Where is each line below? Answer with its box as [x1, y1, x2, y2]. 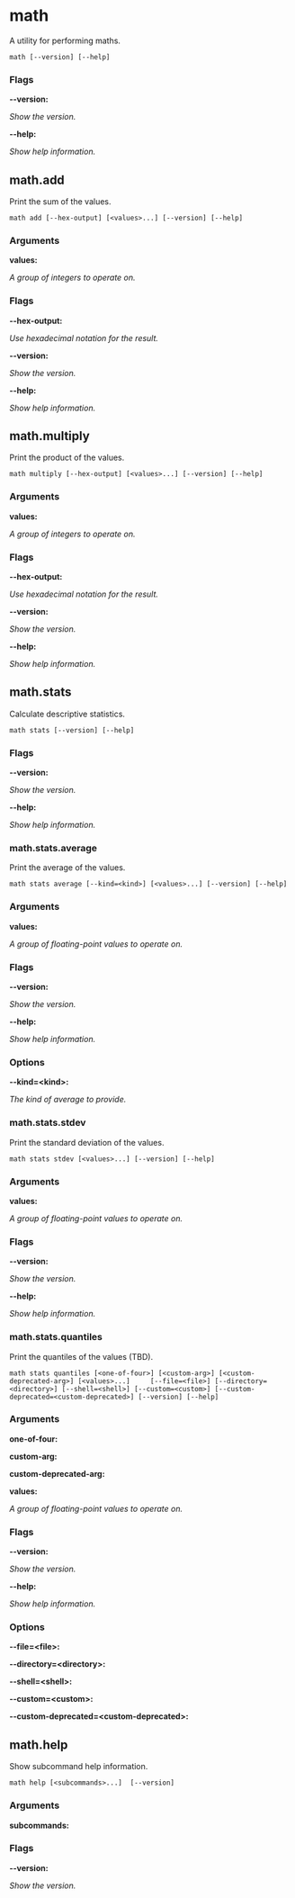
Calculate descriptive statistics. [9, 708, 126, 719]
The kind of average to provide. [9, 1094, 127, 1105]
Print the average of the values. [9, 862, 126, 873]
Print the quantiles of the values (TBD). [9, 1351, 154, 1362]
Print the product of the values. [9, 452, 125, 463]
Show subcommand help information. [9, 1761, 148, 1772]
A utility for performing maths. [9, 35, 121, 46]
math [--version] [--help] [9, 52, 111, 61]
